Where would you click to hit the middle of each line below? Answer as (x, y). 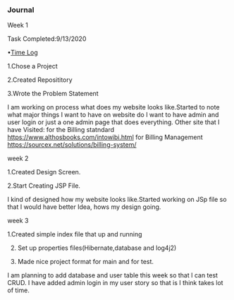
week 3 (18, 221)
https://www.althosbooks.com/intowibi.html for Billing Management (105, 137)
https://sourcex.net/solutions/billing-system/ (72, 145)
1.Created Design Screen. (44, 172)
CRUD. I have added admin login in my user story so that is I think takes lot (115, 283)
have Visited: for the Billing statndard (61, 130)
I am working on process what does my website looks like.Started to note (113, 107)
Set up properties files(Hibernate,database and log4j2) (97, 248)
